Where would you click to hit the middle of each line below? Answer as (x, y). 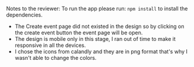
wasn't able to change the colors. (55, 58)
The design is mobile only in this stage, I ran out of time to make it (95, 39)
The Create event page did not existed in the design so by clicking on (99, 26)
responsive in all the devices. (50, 45)
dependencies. (24, 15)
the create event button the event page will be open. (79, 33)
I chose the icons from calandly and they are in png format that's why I (101, 52)
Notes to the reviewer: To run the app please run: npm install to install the (97, 9)
